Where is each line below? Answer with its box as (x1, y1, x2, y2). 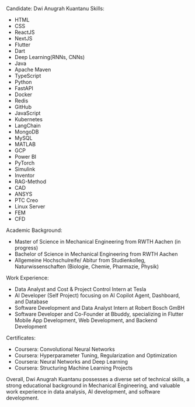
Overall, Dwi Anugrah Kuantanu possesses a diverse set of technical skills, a (6, 376, 190, 382)
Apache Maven (14, 66, 51, 73)
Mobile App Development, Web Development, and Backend (14, 317, 158, 324)
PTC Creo (14, 197, 39, 204)
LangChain (14, 122, 41, 129)
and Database (14, 298, 48, 305)
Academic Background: (6, 227, 62, 234)
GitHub (14, 104, 32, 110)
